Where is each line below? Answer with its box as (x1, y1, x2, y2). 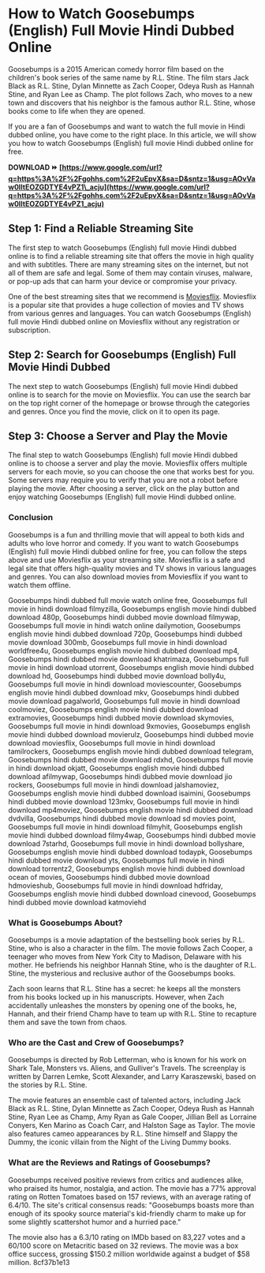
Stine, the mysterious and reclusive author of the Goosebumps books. (8, 968, 236, 978)
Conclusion (8, 512, 54, 523)
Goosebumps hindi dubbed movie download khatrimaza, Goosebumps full (8, 654, 249, 664)
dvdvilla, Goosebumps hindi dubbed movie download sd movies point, (8, 814, 237, 823)
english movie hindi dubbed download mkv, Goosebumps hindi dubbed (8, 687, 239, 697)
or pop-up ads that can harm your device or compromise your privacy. (8, 276, 237, 286)
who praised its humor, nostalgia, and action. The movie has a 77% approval (8, 1183, 256, 1193)
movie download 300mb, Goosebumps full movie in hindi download (8, 637, 227, 647)
